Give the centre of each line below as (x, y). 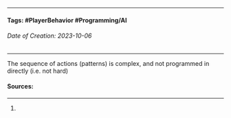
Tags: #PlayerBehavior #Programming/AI (67, 20)
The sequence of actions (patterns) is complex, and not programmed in (108, 63)
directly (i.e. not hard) (38, 71)
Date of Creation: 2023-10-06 (49, 36)
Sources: (20, 86)
